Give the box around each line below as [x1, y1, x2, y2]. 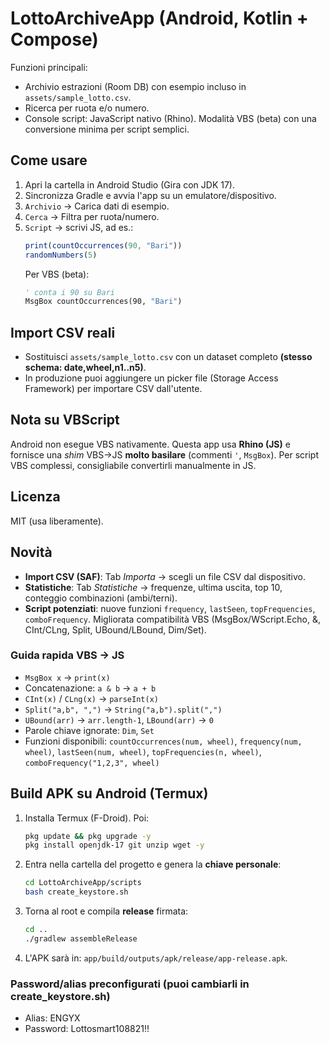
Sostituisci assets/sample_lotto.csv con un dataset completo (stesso [24, 351, 313, 363]
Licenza [10, 488, 61, 506]
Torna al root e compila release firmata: [24, 905, 189, 917]
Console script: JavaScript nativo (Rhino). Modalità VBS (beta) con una [24, 112, 317, 124]
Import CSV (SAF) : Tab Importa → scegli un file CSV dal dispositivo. [24, 570, 307, 582]
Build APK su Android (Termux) [10, 785, 209, 802]
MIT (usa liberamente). [10, 515, 104, 527]
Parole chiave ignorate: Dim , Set [24, 724, 155, 736]
